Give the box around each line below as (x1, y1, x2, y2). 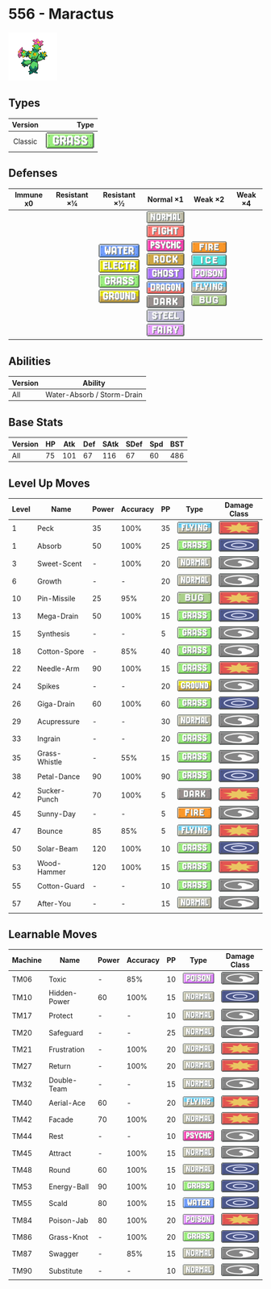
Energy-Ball (48, 1182, 90, 1191)
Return (48, 1061, 71, 1071)
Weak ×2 (193, 195, 224, 204)
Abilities (8, 354, 51, 368)
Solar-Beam (37, 844, 78, 854)
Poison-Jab (48, 1216, 89, 1225)
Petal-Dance (37, 772, 81, 781)
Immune (15, 190, 43, 200)
